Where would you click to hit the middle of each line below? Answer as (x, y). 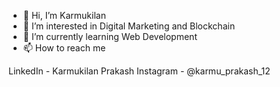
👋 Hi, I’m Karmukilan (64, 15)
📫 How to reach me (64, 48)
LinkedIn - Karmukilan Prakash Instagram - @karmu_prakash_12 (139, 71)
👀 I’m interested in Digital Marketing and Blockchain (129, 26)
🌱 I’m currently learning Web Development (110, 36)
